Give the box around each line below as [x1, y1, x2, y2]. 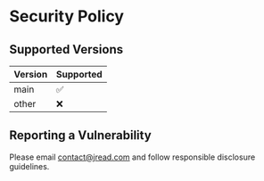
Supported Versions [9, 42, 123, 57]
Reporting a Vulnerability [9, 128, 152, 144]
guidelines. [9, 160, 50, 171]
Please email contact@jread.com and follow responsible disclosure [9, 152, 256, 162]
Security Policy [9, 6, 125, 27]
